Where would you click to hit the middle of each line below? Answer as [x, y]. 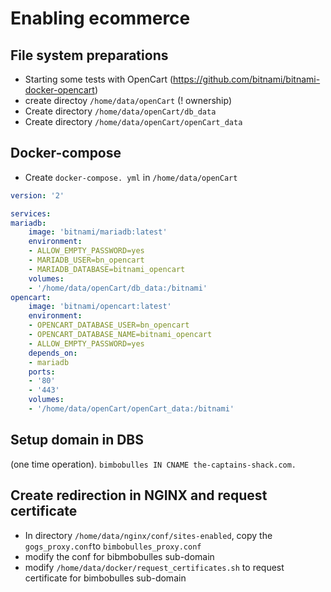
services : [31, 213]
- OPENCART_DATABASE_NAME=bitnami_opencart [120, 335]
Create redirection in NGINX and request [139, 495]
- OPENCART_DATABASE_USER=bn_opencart [109, 325]
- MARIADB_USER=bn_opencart [86, 260]
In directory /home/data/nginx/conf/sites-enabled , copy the [148, 535]
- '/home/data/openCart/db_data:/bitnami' [118, 288]
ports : [42, 372]
